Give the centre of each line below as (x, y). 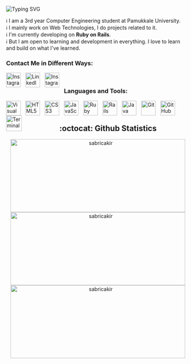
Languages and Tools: (96, 91)
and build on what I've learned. (43, 48)
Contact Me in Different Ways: (49, 63)
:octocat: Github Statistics (108, 128)
